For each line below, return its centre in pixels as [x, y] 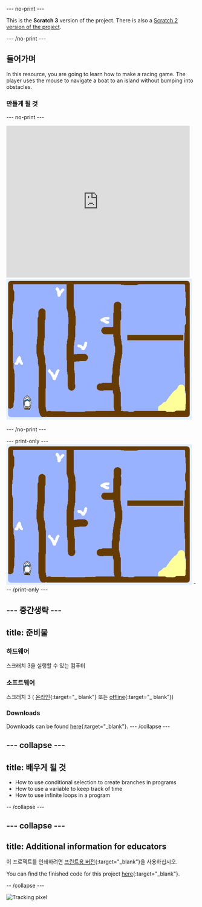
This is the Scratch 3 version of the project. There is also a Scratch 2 [92, 20]
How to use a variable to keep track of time [69, 788]
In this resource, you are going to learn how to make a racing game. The [96, 74]
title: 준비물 [27, 632]
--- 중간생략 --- [34, 610]
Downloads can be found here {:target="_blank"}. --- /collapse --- [88, 726]
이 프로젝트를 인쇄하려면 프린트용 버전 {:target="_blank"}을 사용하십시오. [92, 862]
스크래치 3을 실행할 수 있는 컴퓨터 [46, 666]
